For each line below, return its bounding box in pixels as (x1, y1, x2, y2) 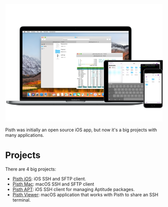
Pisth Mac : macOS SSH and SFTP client (12, 181, 94, 187)
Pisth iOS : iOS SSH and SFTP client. (12, 176, 86, 182)
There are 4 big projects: (5, 166, 56, 172)
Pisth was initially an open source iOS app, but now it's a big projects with (5, 127, 157, 133)
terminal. (12, 197, 31, 203)
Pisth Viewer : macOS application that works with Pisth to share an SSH (12, 192, 158, 198)
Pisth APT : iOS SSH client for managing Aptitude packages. (12, 186, 135, 192)
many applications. (5, 132, 44, 138)
